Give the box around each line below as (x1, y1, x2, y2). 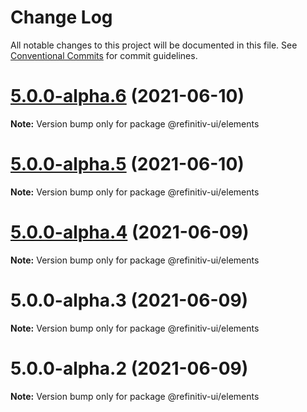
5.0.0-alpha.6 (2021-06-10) (10, 85, 245, 108)
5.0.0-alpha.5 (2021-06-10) (10, 153, 245, 176)
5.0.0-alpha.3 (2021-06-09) (10, 289, 249, 311)
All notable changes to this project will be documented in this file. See (10, 39, 298, 51)
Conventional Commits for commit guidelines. (10, 49, 198, 61)
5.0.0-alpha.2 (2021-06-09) (10, 357, 249, 380)
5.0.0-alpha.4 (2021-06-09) (10, 221, 250, 243)
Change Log (10, 6, 113, 29)
